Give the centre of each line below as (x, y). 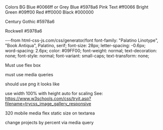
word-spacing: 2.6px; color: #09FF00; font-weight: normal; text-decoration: (81, 51)
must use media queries (29, 74)
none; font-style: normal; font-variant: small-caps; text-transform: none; (77, 56)
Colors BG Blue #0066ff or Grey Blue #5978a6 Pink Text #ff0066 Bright (77, 7)
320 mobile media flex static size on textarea (50, 113)
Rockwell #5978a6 (24, 31)
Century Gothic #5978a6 (30, 22)
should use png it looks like (32, 84)
